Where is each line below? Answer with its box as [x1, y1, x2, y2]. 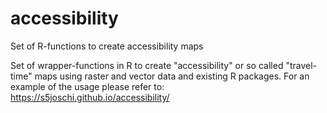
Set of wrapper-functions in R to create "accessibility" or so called [10, 59, 284, 71]
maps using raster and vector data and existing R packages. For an [34, 70, 310, 82]
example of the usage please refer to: [10, 80, 165, 92]
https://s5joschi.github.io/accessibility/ [10, 91, 170, 103]
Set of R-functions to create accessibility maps [10, 40, 204, 52]
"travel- [285, 59, 318, 71]
